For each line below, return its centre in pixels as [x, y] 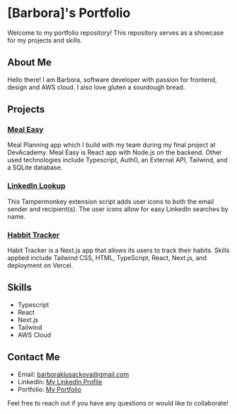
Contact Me [34, 357]
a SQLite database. [35, 167]
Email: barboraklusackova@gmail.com [73, 374]
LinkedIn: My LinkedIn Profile [60, 381]
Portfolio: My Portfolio [49, 389]
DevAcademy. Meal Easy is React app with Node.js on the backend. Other [115, 152]
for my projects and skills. [45, 40]
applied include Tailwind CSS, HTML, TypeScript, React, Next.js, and [107, 258]
